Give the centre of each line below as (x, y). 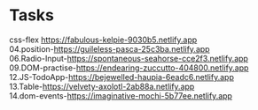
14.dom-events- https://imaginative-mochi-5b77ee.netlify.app (121, 95)
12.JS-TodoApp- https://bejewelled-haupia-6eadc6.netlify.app (122, 77)
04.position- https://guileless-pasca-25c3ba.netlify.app (109, 48)
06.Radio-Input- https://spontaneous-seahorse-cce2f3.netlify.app (129, 58)
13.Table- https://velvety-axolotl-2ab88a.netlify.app (102, 86)
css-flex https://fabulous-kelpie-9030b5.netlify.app (103, 40)
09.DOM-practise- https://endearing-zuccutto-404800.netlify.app (129, 68)
